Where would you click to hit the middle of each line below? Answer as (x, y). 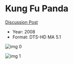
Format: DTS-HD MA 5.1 (36, 37)
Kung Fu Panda (37, 9)
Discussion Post (22, 22)
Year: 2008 (24, 32)
